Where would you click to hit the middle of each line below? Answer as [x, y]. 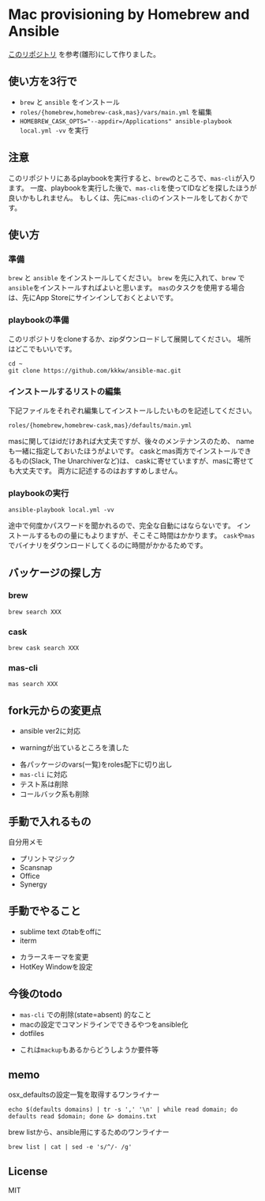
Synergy [33, 884]
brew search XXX [35, 612]
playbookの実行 [39, 493]
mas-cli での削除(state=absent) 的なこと [86, 1014]
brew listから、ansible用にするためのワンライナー [89, 1132]
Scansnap [36, 868]
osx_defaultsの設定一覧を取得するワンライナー [84, 1094]
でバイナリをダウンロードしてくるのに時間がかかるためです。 [108, 546]
